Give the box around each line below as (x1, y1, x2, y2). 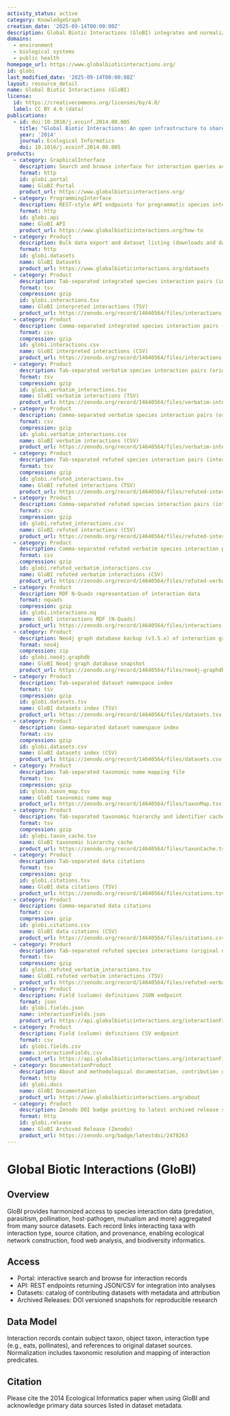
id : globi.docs (19, 1081, 63, 1088)
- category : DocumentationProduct (13, 1062, 112, 1069)
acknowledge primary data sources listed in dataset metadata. (7, 1402, 183, 1410)
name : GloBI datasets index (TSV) (19, 705, 118, 712)
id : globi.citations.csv (19, 922, 90, 928)
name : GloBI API (19, 220, 66, 227)
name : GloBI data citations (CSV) (19, 928, 118, 935)
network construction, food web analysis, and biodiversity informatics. (7, 1236, 206, 1245)
